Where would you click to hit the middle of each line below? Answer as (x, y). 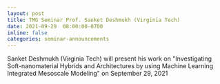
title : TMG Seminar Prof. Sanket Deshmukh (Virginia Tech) (94, 20)
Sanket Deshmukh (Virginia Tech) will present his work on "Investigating (110, 59)
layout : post (26, 13)
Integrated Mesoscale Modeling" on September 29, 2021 (88, 74)
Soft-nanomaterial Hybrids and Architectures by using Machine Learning (110, 66)
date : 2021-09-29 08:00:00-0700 (55, 26)
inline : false (28, 33)
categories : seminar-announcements (58, 39)
